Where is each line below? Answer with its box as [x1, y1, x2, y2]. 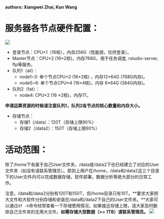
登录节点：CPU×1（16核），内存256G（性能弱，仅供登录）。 [12, 49, 132, 55]
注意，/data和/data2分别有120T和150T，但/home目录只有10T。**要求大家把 [5, 190, 159, 196]
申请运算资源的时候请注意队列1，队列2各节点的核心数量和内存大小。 [5, 103, 143, 109]
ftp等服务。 [12, 61, 35, 67]
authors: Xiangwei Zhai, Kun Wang [5, 4, 77, 10]
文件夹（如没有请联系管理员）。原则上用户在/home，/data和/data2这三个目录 [5, 167, 160, 173]
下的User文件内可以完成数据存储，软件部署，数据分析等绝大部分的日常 [5, 174, 148, 180]
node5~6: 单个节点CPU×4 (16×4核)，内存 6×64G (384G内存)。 [19, 80, 148, 85]
